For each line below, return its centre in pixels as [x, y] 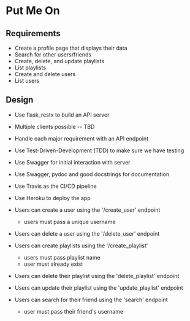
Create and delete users [45, 74]
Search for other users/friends [53, 55]
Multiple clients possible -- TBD [55, 126]
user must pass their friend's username [74, 311]
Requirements [33, 33]
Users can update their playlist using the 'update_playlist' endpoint [99, 288]
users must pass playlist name [62, 257]
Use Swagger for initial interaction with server [72, 162]
